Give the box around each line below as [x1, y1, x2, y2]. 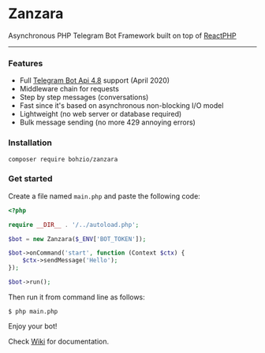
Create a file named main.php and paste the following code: [8, 191, 201, 201]
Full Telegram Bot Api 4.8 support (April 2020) [19, 76, 170, 85]
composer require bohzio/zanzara [8, 155, 118, 163]
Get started [8, 173, 53, 184]
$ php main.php [8, 307, 58, 315]
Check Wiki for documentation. [8, 336, 109, 346]
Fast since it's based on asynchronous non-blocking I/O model [19, 101, 224, 110]
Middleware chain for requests [19, 84, 120, 94]
